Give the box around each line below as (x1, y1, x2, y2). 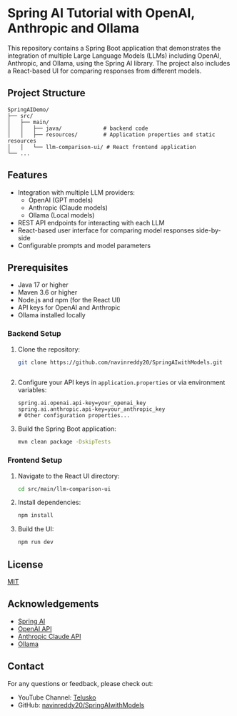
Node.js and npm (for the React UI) (17, 296, 121, 305)
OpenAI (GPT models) (28, 195, 94, 204)
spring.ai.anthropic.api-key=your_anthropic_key (17, 406, 166, 413)
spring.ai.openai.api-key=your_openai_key (17, 399, 146, 407)
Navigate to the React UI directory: (17, 471, 120, 480)
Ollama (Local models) (28, 210, 95, 219)
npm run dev (17, 538, 54, 546)
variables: (17, 386, 47, 394)
